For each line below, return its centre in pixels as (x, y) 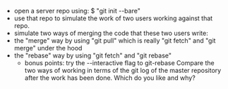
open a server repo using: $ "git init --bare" (77, 11)
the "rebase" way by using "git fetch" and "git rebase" (92, 55)
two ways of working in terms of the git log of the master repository (123, 70)
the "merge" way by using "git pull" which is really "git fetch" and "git (115, 41)
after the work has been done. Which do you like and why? (110, 78)
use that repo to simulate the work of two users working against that (113, 18)
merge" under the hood (48, 48)
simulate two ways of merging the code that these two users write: (111, 33)
